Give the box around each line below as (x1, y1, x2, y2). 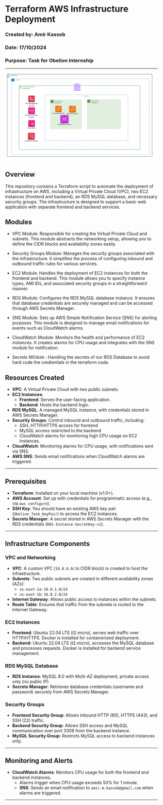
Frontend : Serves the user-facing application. (19, 397, 111, 402)
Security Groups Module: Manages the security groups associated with (12, 251, 155, 256)
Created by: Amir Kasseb (5, 31, 65, 38)
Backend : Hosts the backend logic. (19, 402, 90, 408)
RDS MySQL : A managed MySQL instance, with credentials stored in (12, 407, 149, 413)
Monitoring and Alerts (5, 756, 73, 765)
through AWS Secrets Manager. (12, 305, 75, 311)
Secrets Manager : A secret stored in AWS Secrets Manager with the (12, 516, 149, 521)
